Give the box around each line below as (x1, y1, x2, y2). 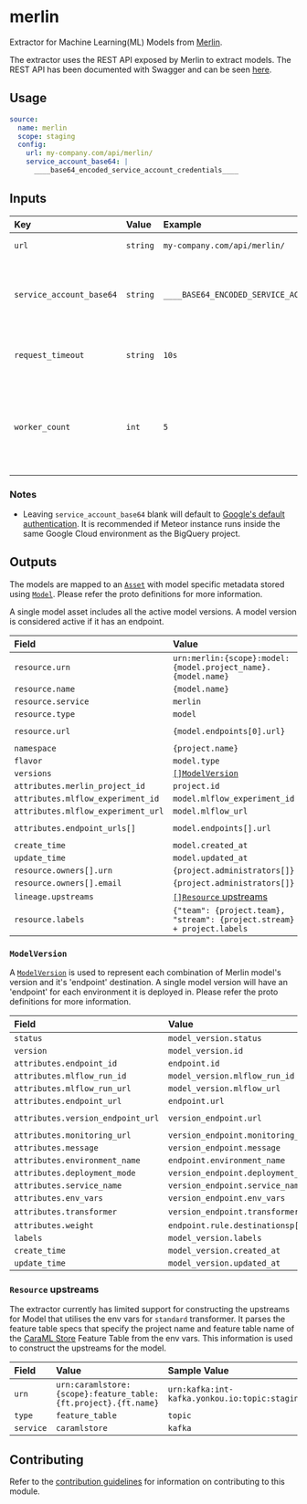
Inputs (9, 191, 48, 206)
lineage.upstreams (14, 891, 94, 901)
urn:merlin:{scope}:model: (172, 653, 291, 663)
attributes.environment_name (14, 1155, 141, 1166)
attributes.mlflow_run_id (14, 1071, 127, 1081)
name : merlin (17, 123, 68, 132)
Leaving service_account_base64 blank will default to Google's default (22, 509, 285, 520)
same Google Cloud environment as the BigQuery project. (22, 528, 240, 539)
